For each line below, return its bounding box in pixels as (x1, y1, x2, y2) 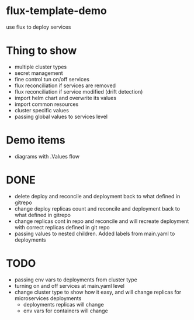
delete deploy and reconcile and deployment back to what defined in (14, 192, 181, 199)
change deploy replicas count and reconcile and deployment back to (14, 205, 180, 212)
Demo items (6, 133, 65, 147)
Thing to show (6, 44, 77, 57)
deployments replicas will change (23, 301, 104, 308)
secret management (14, 69, 63, 77)
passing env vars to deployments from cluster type (14, 276, 137, 283)
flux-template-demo (6, 4, 107, 18)
